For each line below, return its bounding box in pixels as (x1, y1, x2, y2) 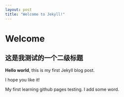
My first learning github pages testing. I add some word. (5, 86, 120, 92)
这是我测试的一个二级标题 (5, 54, 83, 62)
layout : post (5, 7, 32, 12)
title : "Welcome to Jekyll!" (5, 12, 65, 17)
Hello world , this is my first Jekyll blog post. (5, 67, 95, 73)
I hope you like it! (5, 77, 40, 83)
